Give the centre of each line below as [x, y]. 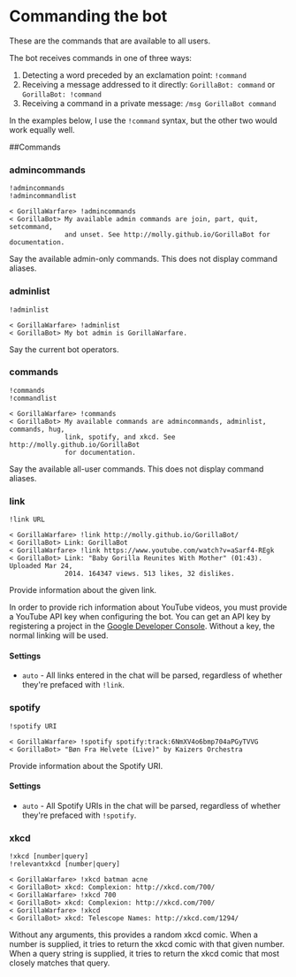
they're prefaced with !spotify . [79, 815]
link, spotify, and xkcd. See [120, 437]
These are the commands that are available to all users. [110, 41]
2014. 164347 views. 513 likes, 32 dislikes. [150, 574]
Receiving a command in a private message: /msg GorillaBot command [149, 103]
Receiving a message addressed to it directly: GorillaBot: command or [148, 84]
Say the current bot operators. [64, 349]
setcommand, [31, 227]
